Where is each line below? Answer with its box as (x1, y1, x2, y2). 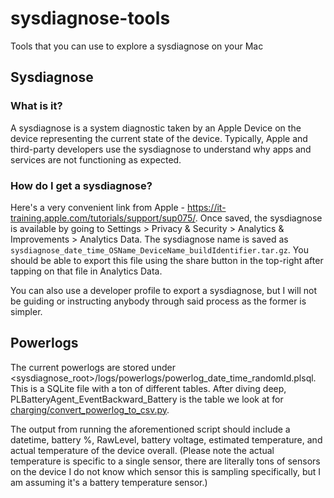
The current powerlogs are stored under (10, 361, 176, 373)
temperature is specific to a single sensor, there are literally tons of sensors (10, 455, 321, 467)
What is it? (10, 99, 63, 113)
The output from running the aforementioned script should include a (10, 423, 291, 435)
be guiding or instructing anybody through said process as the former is (10, 295, 307, 307)
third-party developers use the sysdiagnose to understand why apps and (10, 143, 312, 155)
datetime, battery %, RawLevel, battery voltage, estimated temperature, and (10, 433, 323, 446)
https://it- (186, 201, 227, 213)
